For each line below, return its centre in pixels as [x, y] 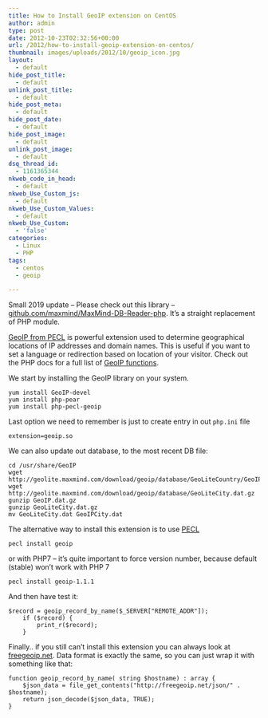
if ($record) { [48, 618]
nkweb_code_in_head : [43, 179]
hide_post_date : [35, 120]
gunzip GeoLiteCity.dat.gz [53, 507]
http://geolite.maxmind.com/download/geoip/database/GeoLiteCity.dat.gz [132, 494]
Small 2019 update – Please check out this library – [92, 305]
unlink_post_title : [41, 90]
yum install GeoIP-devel [49, 393]
